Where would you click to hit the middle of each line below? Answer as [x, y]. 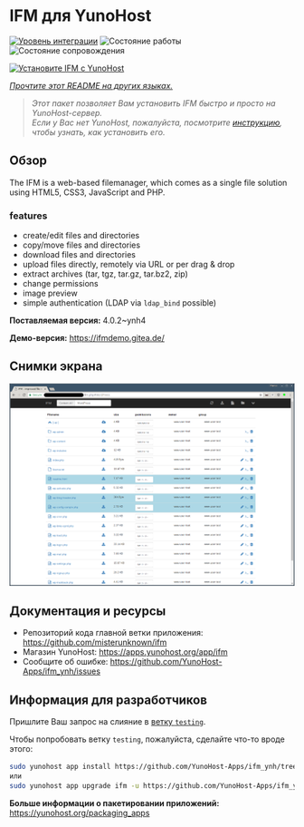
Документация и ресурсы [88, 611]
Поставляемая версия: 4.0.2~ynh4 [78, 321]
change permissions [60, 284]
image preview [50, 293]
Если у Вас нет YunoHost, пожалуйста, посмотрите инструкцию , [157, 122]
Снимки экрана [56, 367]
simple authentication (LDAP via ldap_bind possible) [119, 303]
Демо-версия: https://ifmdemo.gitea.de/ [87, 338]
